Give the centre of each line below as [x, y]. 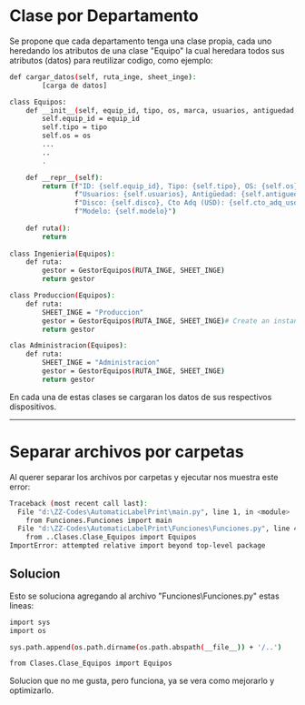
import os [28, 630]
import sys [30, 622]
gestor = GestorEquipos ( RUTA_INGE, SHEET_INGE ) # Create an [156, 321]
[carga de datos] [74, 86]
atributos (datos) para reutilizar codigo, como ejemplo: [111, 60]
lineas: [22, 605]
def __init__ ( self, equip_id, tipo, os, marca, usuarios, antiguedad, [162, 110]
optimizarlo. [32, 690]
